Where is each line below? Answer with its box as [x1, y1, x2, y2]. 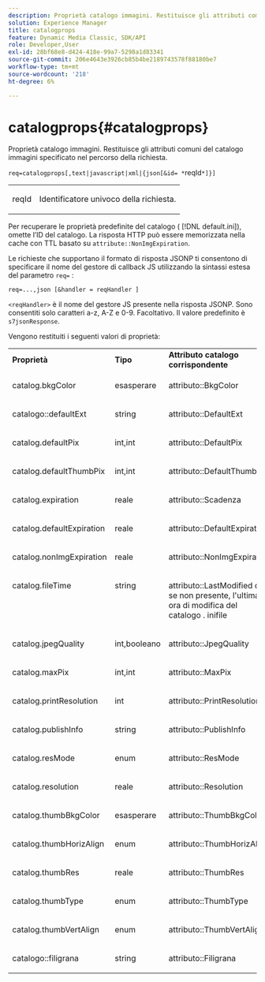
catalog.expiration [12, 495, 79, 506]
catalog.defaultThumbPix [12, 466, 106, 477]
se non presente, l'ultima [168, 590, 260, 601]
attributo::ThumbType [168, 896, 248, 907]
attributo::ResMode [168, 752, 240, 764]
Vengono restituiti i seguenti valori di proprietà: [8, 332, 160, 342]
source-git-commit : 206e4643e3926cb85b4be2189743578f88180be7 [8, 56, 217, 64]
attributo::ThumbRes [168, 867, 244, 878]
